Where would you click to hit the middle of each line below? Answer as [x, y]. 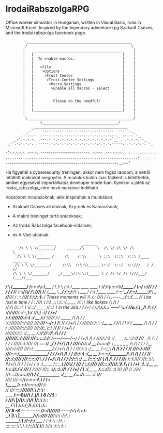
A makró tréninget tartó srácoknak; [47, 216]
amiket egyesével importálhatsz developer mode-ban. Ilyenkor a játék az [78, 183]
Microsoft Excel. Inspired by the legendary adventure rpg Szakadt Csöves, [80, 27]
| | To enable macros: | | [79, 58]
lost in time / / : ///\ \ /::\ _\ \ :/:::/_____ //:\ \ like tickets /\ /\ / [62, 302]
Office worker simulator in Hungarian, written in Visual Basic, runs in [74, 22]
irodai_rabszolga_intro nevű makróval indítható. [52, 187]
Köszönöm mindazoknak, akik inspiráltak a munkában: [59, 197]
